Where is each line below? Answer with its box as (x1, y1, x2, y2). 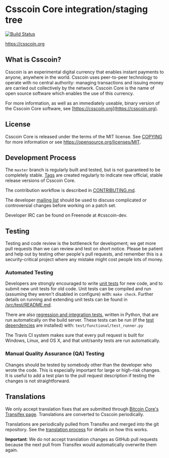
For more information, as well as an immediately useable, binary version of (5, 100, 160, 106)
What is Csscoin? (5, 56, 62, 64)
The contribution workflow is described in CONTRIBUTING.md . (5, 187, 136, 193)
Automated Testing (5, 269, 53, 276)
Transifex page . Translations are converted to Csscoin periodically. (5, 411, 144, 417)
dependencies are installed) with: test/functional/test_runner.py (5, 322, 144, 329)
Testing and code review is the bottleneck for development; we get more (5, 240, 156, 246)
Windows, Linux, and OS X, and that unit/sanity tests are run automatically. (5, 337, 160, 344)
